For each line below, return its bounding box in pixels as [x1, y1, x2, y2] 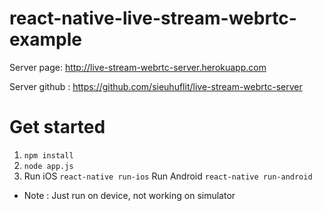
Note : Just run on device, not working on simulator [23, 189, 236, 201]
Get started [9, 116, 106, 139]
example [9, 28, 83, 51]
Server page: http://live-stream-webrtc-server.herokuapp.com [9, 61, 267, 73]
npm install [23, 150, 74, 161]
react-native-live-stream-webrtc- [9, 7, 297, 30]
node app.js [23, 161, 74, 171]
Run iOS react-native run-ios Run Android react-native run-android [23, 170, 313, 182]
